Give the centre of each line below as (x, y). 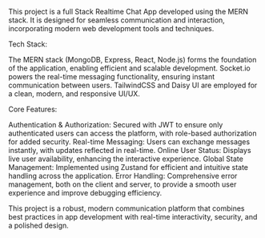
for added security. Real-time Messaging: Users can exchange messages (129, 142)
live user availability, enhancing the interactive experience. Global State (126, 159)
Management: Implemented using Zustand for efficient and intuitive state (128, 167)
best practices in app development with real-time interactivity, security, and (133, 217)
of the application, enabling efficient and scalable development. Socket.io (129, 68)
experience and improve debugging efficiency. (85, 193)
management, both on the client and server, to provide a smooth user (122, 184)
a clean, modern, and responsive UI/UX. (74, 94)
